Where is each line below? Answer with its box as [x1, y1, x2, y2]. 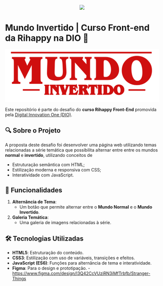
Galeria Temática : [12, 214, 49, 220]
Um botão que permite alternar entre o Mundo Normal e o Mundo [19, 204, 153, 210]
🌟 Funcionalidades [5, 186, 62, 194]
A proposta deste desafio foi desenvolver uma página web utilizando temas [5, 142, 157, 148]
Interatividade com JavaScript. [12, 172, 74, 178]
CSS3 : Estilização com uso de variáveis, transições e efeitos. [12, 255, 135, 261]
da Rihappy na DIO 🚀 [5, 33, 89, 44]
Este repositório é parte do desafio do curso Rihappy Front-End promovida [5, 106, 157, 112]
